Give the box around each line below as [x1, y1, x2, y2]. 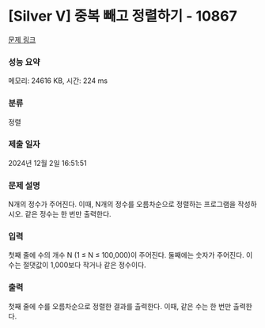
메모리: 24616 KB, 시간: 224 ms [8, 76, 108, 85]
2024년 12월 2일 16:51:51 [8, 158, 87, 168]
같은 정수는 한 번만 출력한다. [25, 209, 112, 219]
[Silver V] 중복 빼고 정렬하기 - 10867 [8, 7, 237, 25]
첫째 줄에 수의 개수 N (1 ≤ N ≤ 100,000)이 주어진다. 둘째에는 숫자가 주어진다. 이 [8, 251, 253, 260]
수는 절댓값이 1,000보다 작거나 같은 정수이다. [8, 260, 146, 270]
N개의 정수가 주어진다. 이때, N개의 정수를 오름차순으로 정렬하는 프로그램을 [8, 199, 236, 209]
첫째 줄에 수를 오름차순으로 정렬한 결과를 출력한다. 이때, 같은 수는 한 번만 [8, 301, 232, 311]
